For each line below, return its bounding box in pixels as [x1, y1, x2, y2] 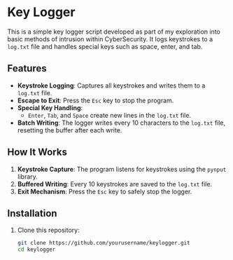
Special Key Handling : [17, 103, 83, 112]
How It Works [7, 146, 68, 158]
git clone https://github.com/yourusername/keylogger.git [17, 240, 190, 247]
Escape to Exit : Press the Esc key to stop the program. [17, 96, 174, 104]
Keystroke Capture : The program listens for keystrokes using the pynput [17, 165, 227, 173]
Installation [7, 207, 57, 219]
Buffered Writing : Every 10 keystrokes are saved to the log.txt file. [17, 179, 212, 188]
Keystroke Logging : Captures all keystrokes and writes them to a [17, 81, 206, 90]
